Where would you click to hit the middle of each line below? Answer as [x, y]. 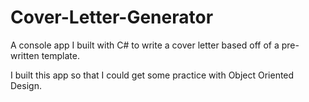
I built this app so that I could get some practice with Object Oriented [152, 75]
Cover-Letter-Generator [112, 17]
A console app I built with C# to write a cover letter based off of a [145, 45]
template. [60, 55]
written [25, 55]
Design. [26, 85]
